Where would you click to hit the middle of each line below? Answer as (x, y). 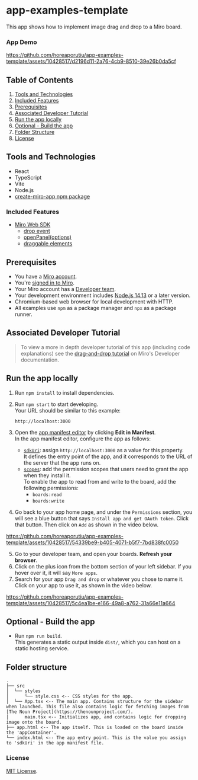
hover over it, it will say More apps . (56, 573)
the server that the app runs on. (62, 462)
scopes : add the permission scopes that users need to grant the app (106, 469)
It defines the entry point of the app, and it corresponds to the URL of (108, 456)
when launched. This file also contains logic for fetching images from (98, 707)
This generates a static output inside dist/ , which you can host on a (98, 642)
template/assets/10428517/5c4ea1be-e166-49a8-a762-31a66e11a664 (91, 603)
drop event (37, 231)
